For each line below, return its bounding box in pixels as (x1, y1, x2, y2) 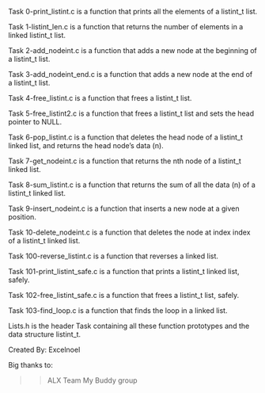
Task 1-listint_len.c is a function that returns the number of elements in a (8, 22, 244, 31)
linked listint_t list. (8, 31, 66, 40)
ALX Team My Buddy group (47, 376, 138, 385)
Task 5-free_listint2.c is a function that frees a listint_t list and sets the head (8, 109, 255, 118)
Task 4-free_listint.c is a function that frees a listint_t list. (8, 93, 192, 102)
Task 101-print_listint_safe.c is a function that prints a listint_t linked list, (8, 267, 240, 276)
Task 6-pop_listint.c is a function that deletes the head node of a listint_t (8, 132, 244, 142)
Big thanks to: (8, 361, 53, 369)
